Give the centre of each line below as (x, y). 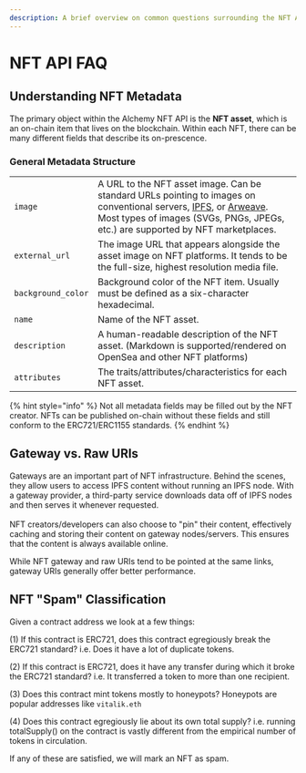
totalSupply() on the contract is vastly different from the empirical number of (153, 731)
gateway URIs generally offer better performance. (102, 571)
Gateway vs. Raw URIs (74, 453)
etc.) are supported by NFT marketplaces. (187, 229)
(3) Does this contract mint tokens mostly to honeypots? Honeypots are (143, 694)
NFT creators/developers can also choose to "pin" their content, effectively (151, 524)
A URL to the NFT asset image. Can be (179, 183)
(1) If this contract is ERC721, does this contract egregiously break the (140, 639)
